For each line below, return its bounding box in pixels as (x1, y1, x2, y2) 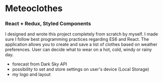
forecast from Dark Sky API (12, 61, 67, 67)
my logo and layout (12, 71, 51, 78)
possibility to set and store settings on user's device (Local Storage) (12, 66, 149, 72)
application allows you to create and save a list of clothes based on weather (5, 42, 158, 48)
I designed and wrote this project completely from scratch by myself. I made (5, 31, 158, 37)
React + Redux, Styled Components (5, 20, 91, 27)
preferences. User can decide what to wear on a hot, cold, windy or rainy (5, 47, 152, 52)
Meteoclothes (5, 3, 62, 14)
